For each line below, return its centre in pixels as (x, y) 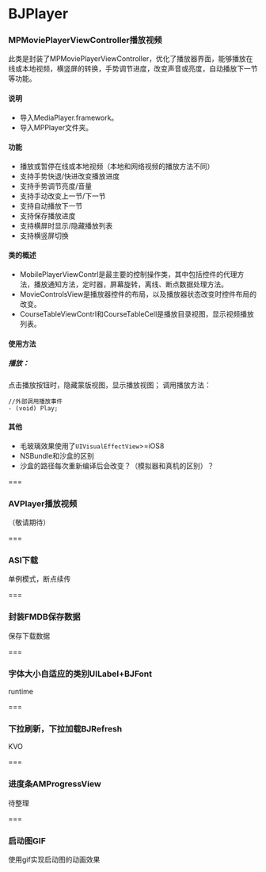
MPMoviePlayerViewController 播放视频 (85, 40)
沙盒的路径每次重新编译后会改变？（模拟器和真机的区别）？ (117, 466)
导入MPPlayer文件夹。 (56, 127)
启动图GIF (27, 840)
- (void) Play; (33, 408)
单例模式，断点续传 (40, 579)
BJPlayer (38, 14)
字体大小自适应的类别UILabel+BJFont (80, 674)
